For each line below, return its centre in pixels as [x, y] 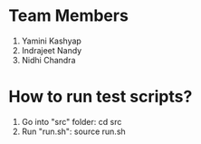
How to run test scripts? [100, 97]
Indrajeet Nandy [52, 50]
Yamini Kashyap [52, 41]
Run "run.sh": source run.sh [73, 131]
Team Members [68, 16]
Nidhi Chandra [48, 60]
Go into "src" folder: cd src [72, 121]
